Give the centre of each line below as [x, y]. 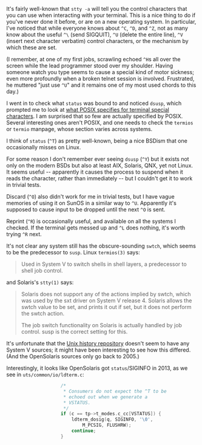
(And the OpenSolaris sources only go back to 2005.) [73, 356]
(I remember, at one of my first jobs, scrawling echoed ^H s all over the [93, 59]
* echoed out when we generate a [106, 397]
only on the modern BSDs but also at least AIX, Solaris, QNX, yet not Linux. [99, 165]
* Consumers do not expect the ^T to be [115, 391]
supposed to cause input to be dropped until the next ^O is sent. [86, 209]
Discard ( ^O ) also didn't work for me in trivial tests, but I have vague [90, 196]
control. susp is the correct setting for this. [74, 331]
